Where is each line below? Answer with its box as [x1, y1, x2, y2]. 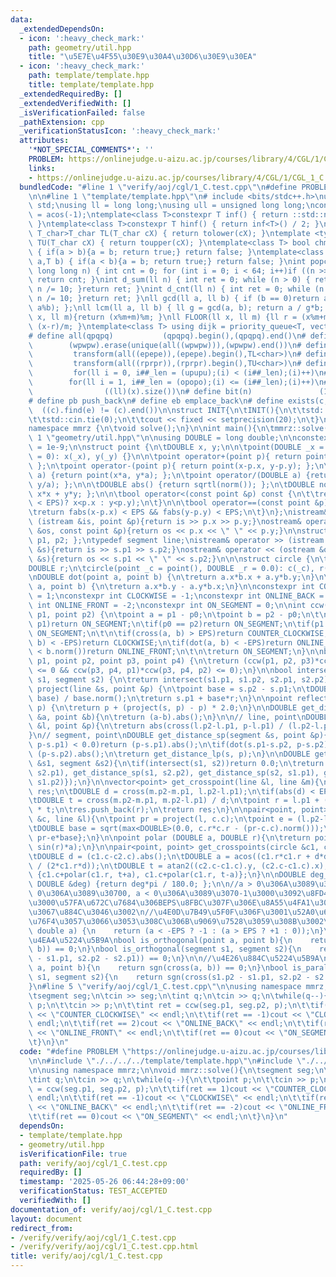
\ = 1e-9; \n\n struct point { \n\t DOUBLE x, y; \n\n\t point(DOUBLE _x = [28, 442, 325, 453]
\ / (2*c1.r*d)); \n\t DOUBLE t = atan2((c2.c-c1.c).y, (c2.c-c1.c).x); [28, 861, 329, 871]
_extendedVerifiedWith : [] [19, 98, 132, 108]
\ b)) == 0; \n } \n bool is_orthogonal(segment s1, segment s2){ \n [28, 944, 302, 955]
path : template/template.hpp [28, 71, 150, 81]
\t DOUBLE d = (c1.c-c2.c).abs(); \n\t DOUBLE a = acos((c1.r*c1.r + [28, 851, 311, 861]
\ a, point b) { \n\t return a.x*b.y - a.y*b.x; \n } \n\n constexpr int [28, 582, 315, 592]
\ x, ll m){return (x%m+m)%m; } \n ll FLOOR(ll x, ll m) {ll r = [28, 312, 298, 322]
